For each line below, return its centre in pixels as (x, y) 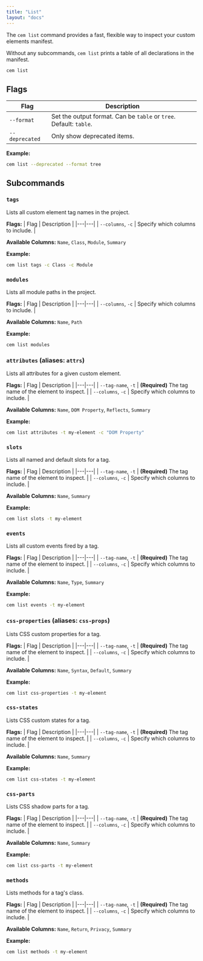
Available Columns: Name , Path (44, 322)
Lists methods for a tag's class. (45, 893)
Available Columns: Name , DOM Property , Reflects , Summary (79, 410)
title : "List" (24, 12)
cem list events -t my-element (46, 605)
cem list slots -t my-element (44, 519)
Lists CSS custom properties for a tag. (54, 634)
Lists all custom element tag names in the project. (68, 212)
